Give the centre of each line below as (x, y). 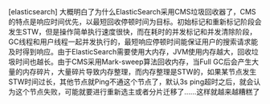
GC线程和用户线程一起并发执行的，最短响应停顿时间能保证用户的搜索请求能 (133, 42)
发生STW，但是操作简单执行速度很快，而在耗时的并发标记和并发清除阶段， (133, 32)
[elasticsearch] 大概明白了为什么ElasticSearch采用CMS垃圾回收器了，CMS (132, 12)
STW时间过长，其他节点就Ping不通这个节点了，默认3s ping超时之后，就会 (131, 82)
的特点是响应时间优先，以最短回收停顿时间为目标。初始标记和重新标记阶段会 (135, 22)
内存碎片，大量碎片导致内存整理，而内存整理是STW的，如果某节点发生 (139, 72)
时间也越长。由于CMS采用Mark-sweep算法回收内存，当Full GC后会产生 (133, 62)
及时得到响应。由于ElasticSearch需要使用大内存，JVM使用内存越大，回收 (130, 52)
